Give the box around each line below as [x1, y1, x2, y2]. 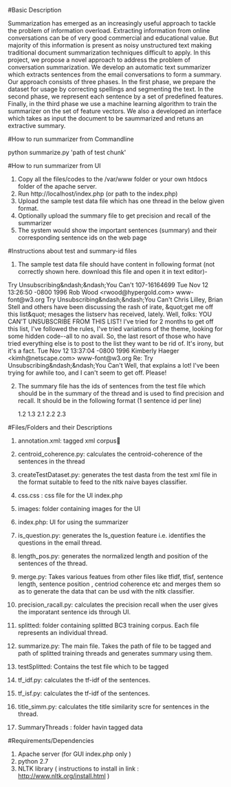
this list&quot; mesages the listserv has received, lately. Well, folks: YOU [8, 310, 212, 318]
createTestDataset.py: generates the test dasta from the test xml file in [17, 471, 217, 479]
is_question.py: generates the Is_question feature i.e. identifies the [17, 532, 206, 539]
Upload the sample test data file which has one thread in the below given [17, 197, 225, 205]
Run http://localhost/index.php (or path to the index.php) [17, 189, 178, 198]
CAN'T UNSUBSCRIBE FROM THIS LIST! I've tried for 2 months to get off [8, 317, 214, 326]
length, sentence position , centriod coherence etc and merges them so [17, 580, 221, 588]
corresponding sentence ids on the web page [17, 233, 147, 242]
